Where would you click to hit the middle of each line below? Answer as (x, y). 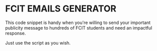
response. (16, 33)
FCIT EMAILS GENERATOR (61, 9)
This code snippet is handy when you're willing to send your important (78, 22)
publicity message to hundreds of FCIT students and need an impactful (79, 27)
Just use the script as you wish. (38, 42)
